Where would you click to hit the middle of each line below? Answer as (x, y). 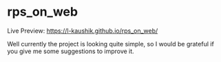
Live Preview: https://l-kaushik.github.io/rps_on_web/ (83, 31)
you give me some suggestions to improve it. (71, 51)
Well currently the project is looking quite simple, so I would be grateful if (111, 44)
